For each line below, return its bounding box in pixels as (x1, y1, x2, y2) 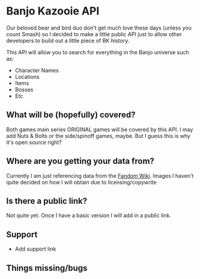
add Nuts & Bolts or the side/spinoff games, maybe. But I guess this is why (6, 132, 191, 139)
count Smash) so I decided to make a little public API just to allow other (6, 30, 182, 37)
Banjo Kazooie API (6, 4, 100, 18)
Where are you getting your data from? (6, 156, 155, 166)
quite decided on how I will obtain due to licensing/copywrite (6, 178, 157, 186)
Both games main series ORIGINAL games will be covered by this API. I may (6, 125, 193, 133)
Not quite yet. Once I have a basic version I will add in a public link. (6, 212, 171, 219)
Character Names (14, 66, 59, 74)
